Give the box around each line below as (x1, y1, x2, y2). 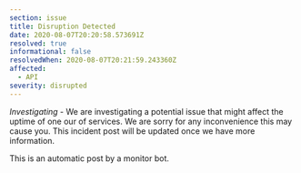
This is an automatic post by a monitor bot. (9, 152, 170, 164)
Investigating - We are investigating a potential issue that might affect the (9, 106, 284, 117)
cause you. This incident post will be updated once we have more (9, 125, 256, 137)
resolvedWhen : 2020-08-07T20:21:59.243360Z (9, 56, 177, 65)
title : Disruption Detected (9, 22, 116, 31)
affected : (9, 65, 47, 74)
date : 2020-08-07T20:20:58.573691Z (9, 30, 145, 39)
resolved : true (9, 38, 67, 48)
